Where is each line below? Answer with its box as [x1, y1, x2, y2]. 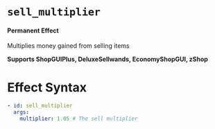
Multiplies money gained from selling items [7, 42, 130, 50]
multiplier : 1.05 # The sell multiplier [19, 115, 138, 123]
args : [13, 109, 30, 116]
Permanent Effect [7, 26, 59, 35]
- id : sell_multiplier [7, 103, 73, 110]
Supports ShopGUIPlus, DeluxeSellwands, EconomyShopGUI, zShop [7, 55, 208, 64]
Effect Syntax [7, 79, 87, 95]
